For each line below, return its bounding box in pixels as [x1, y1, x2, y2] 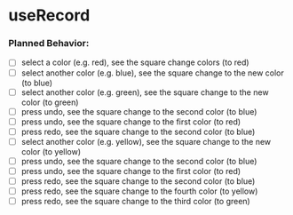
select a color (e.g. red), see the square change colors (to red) [20, 57, 249, 68]
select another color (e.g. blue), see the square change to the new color [20, 68, 285, 78]
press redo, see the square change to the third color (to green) [20, 196, 250, 207]
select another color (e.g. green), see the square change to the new [20, 86, 269, 98]
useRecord [8, 5, 91, 26]
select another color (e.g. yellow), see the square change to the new [20, 136, 272, 147]
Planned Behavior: [8, 37, 90, 50]
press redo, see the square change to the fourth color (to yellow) [20, 186, 258, 196]
